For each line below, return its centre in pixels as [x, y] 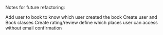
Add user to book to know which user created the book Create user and [81, 17]
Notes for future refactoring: [35, 7]
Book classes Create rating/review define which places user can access [81, 23]
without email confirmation [34, 28]
